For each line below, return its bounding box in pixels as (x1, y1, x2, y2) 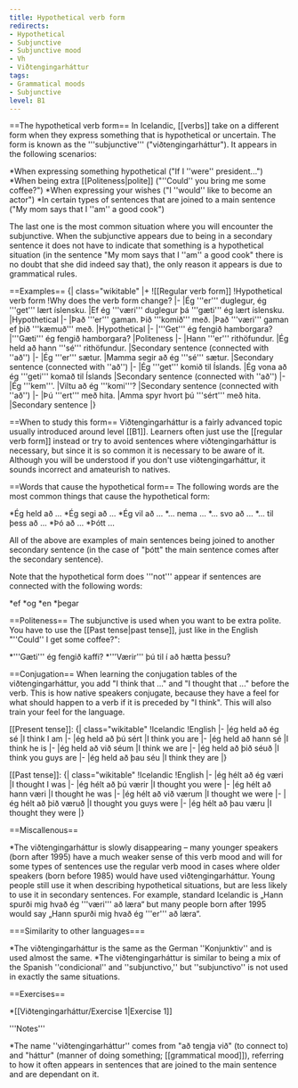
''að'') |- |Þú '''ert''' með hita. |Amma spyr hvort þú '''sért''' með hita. (9, 390, 261, 401)
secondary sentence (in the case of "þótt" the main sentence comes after (9, 545, 279, 556)
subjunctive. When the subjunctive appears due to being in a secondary (9, 231, 273, 242)
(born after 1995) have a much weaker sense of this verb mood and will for (9, 852, 283, 862)
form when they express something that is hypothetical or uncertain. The (9, 130, 277, 141)
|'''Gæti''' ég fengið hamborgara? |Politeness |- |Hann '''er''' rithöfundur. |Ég (9, 334, 289, 344)
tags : (9, 71, 29, 80)
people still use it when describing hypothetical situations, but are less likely (9, 880, 287, 891)
